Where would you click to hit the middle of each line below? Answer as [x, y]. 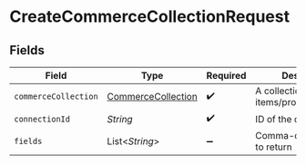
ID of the [273, 119]
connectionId [42, 119]
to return [274, 147]
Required [226, 76]
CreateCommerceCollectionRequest [149, 17]
